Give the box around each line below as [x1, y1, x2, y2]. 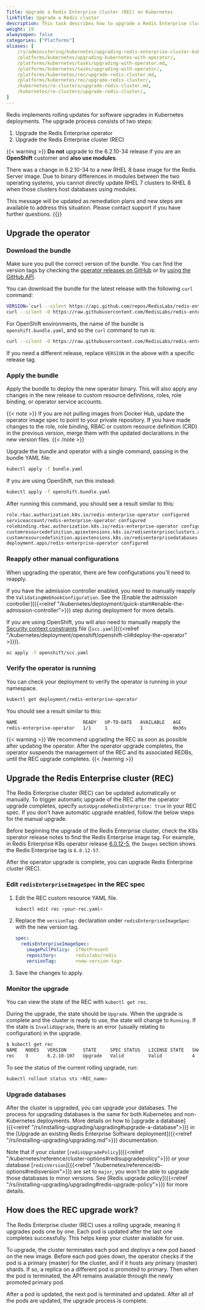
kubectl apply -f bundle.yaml [6, 466, 84, 473]
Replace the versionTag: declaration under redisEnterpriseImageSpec [15, 917, 190, 924]
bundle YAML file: [6, 454, 51, 462]
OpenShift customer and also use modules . [6, 154, 118, 161]
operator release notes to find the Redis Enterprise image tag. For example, [6, 834, 195, 841]
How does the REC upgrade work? [6, 1205, 138, 1215]
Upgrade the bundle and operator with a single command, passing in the [6, 447, 189, 455]
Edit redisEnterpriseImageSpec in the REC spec [6, 880, 145, 889]
